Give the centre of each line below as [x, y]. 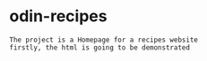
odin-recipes [58, 16]
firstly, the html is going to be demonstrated [100, 47]
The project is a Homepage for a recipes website [104, 40]
